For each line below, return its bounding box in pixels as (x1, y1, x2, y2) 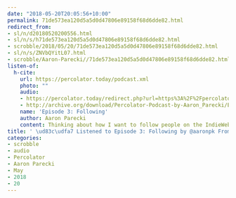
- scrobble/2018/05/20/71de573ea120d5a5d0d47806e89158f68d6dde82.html (7, 43, 218, 50)
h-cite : (13, 69, 37, 76)
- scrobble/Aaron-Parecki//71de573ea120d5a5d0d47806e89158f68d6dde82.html (7, 56, 231, 63)
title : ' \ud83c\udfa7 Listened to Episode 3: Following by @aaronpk (7, 128, 216, 135)
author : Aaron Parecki (20, 114, 86, 121)
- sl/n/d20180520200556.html (7, 29, 93, 37)
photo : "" (20, 82, 49, 89)
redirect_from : (7, 23, 52, 30)
